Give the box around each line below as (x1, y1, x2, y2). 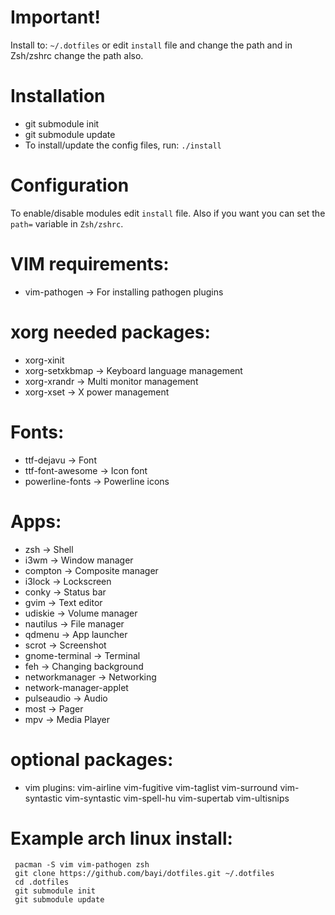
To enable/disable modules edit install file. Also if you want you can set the (10, 207, 326, 219)
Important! (10, 6, 101, 29)
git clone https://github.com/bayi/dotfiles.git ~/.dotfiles (14, 869, 275, 879)
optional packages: (10, 748, 174, 771)
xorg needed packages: (10, 321, 211, 343)
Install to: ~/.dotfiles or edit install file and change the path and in (10, 39, 293, 51)
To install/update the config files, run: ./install (24, 139, 222, 151)
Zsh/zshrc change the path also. (10, 49, 144, 61)
